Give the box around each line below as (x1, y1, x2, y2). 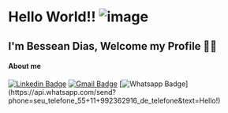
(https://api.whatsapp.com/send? (8, 87, 117, 96)
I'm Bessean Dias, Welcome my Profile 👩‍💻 (8, 40, 217, 53)
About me (8, 62, 42, 71)
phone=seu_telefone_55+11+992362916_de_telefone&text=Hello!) (8, 96, 221, 105)
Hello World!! (8, 8, 96, 26)
